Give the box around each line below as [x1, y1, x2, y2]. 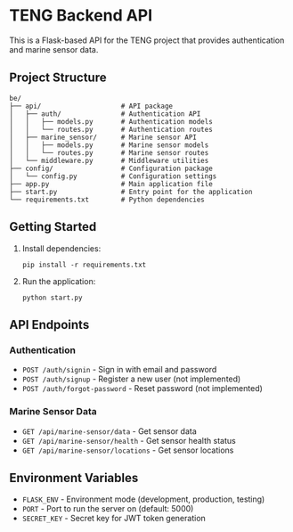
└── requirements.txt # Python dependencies [9, 195, 205, 204]
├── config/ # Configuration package [9, 164, 214, 173]
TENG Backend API [9, 5, 153, 26]
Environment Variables [9, 470, 139, 486]
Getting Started [9, 219, 97, 234]
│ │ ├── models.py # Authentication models [9, 117, 214, 126]
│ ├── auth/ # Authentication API [9, 109, 201, 119]
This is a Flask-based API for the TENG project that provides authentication [9, 35, 285, 45]
